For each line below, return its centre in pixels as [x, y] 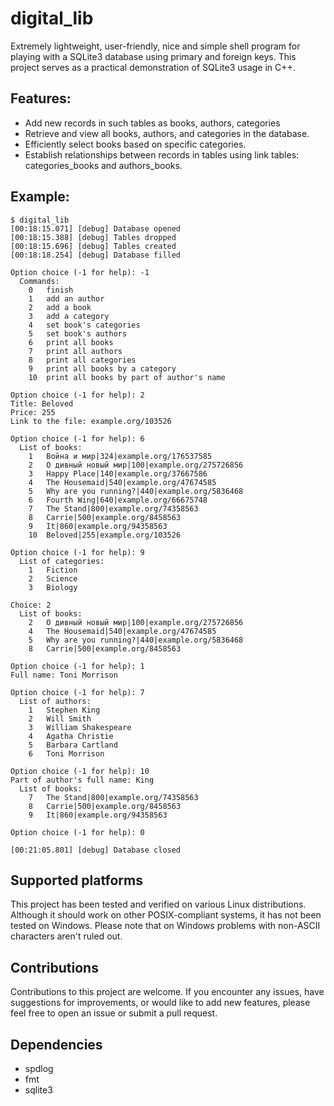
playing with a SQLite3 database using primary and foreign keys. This [153, 56]
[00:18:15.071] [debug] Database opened [96, 228]
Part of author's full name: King [82, 780]
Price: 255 [33, 412]
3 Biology [53, 587]
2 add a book [60, 307]
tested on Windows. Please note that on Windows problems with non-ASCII [165, 926]
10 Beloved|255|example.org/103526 [105, 535]
